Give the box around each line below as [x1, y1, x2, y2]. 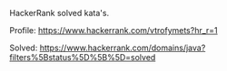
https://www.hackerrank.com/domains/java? [39, 42, 206, 53]
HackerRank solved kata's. [9, 8, 110, 18]
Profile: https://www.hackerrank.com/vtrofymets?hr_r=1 [9, 25, 218, 35]
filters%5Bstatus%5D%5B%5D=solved [9, 52, 156, 62]
